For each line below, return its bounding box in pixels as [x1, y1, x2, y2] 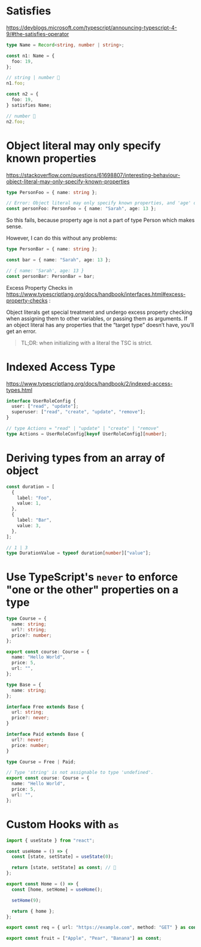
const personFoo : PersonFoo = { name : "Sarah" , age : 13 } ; [6, 205, 157, 212]
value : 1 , [17, 500, 42, 507]
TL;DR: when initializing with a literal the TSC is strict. [20, 339, 153, 346]
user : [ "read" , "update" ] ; [11, 403, 79, 410]
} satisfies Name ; [6, 102, 52, 108]
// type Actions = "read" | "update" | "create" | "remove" [6, 425, 160, 432]
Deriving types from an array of [6, 451, 166, 465]
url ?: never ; [11, 737, 44, 743]
